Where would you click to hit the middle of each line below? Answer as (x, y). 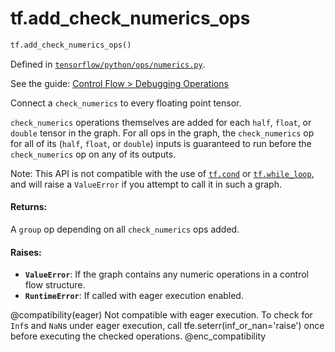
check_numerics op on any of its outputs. (93, 154)
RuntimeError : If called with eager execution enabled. (134, 296)
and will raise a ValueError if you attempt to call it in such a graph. (146, 184)
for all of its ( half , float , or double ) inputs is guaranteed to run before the (161, 143)
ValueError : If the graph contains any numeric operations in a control (166, 274)
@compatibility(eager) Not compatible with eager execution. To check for (161, 315)
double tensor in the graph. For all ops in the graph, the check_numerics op (162, 133)
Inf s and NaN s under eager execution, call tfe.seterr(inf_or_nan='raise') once (167, 326)
